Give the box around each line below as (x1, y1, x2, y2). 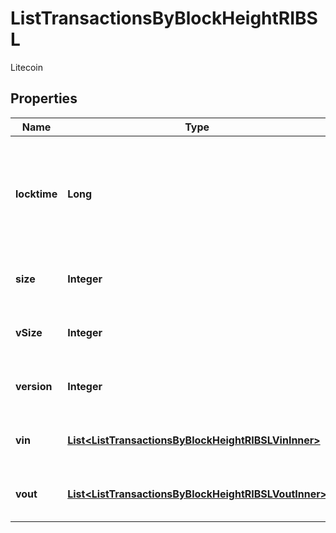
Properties (10, 90, 78, 107)
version (15, 379, 53, 393)
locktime (15, 187, 58, 201)
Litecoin (10, 61, 43, 73)
